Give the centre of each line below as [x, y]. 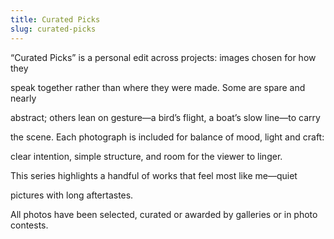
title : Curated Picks [55, 19]
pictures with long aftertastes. [72, 195]
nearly [23, 98]
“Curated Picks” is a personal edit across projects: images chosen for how [163, 57]
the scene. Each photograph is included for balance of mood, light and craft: [167, 137]
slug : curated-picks [53, 29]
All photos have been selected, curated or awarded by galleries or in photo [164, 214]
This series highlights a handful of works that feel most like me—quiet [154, 175]
